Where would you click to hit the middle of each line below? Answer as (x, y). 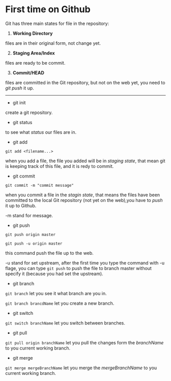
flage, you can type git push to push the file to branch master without (78, 268)
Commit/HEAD (28, 73)
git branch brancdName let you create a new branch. (60, 303)
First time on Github (48, 9)
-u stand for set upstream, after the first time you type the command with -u (85, 262)
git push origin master (31, 235)
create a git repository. (29, 112)
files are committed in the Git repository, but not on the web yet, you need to (85, 82)
